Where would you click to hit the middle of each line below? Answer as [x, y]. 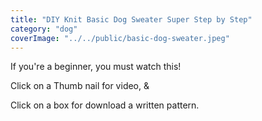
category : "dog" [44, 29]
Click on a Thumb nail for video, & [80, 86]
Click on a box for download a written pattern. [105, 105]
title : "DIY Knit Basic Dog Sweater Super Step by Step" [131, 19]
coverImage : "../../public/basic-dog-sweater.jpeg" [120, 38]
